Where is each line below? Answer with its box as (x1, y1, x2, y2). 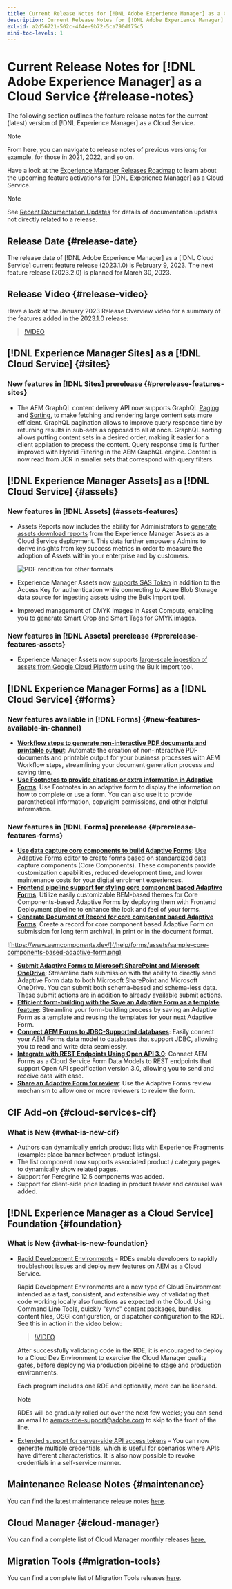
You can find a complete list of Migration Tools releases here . (7, 1574, 182, 1582)
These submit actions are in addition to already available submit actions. (17, 991, 223, 1000)
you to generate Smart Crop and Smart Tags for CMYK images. (17, 614, 197, 623)
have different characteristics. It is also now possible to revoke (17, 1451, 195, 1460)
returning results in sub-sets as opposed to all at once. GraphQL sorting (17, 425, 222, 434)
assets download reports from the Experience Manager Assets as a (17, 530, 209, 538)
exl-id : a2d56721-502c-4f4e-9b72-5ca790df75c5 (7, 23, 144, 30)
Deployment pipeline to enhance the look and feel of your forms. (17, 906, 201, 914)
